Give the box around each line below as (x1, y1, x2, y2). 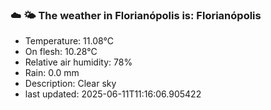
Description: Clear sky (24, 78, 117, 90)
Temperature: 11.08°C (24, 35, 114, 47)
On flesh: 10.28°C (24, 46, 98, 58)
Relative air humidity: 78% (24, 56, 133, 68)
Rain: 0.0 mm (24, 67, 80, 79)
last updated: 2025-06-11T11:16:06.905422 (24, 88, 202, 100)
